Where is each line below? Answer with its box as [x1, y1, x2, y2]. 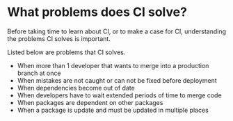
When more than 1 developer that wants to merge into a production [17, 61, 209, 70]
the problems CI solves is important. [7, 34, 111, 42]
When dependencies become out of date [17, 83, 136, 92]
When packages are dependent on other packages [17, 98, 163, 106]
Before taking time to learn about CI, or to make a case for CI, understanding [7, 27, 227, 35]
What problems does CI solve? [7, 4, 188, 20]
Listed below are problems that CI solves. [7, 48, 126, 56]
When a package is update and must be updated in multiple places [17, 106, 209, 114]
